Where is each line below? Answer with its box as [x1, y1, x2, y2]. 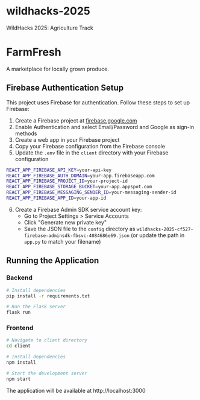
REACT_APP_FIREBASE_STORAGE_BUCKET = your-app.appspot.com [6, 184, 152, 190]
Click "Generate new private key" [23, 218, 107, 226]
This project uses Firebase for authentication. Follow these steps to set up [6, 98, 190, 106]
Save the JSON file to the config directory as [23, 225, 136, 232]
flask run [6, 310, 31, 316]
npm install [6, 360, 36, 366]
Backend [6, 273, 33, 282]
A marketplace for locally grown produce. [6, 65, 110, 72]
